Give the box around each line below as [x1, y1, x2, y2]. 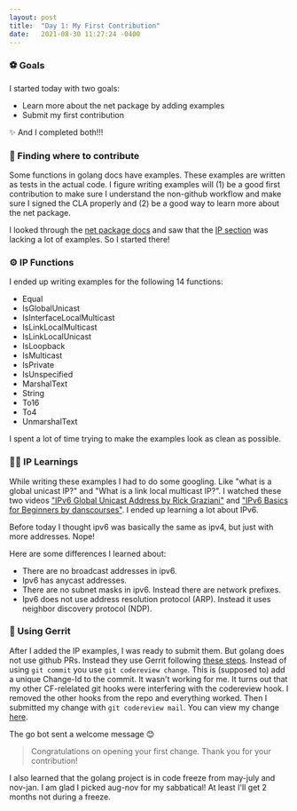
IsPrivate [21, 360, 55, 370]
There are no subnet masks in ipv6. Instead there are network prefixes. [21, 584, 281, 595]
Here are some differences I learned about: [9, 548, 167, 559]
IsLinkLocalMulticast [21, 322, 98, 333]
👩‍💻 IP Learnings [9, 456, 79, 468]
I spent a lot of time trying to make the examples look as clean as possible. [9, 433, 282, 444]
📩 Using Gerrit [9, 625, 71, 638]
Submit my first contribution [21, 109, 124, 120]
